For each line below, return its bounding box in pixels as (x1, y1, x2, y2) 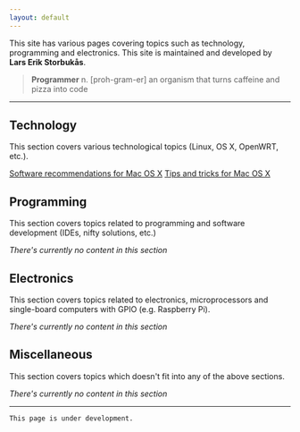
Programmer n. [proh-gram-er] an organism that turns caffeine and (30, 73, 280, 85)
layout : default (9, 13, 70, 22)
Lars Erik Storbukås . (9, 56, 87, 67)
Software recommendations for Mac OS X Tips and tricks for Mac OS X (9, 168, 271, 179)
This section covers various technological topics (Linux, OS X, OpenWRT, (9, 141, 279, 152)
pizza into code (30, 83, 88, 94)
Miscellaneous (9, 347, 93, 362)
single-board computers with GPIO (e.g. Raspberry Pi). (9, 304, 211, 315)
